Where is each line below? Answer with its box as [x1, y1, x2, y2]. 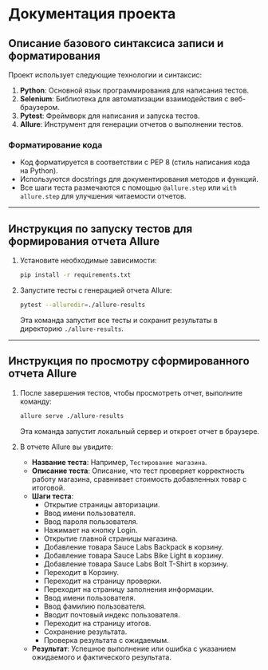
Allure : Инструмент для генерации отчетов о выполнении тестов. [19, 120, 243, 128]
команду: [19, 396, 52, 406]
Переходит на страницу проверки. [43, 576, 162, 585]
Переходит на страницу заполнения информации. [43, 584, 214, 594]
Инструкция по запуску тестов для [8, 222, 193, 235]
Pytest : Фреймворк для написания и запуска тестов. [19, 111, 200, 120]
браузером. [19, 103, 60, 112]
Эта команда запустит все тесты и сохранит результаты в [19, 315, 218, 325]
